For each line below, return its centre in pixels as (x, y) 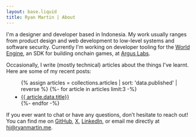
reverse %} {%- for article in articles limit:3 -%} (79, 89)
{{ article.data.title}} (45, 96)
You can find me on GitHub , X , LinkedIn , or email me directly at (83, 121)
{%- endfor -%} (40, 103)
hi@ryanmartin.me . (29, 127)
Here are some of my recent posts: (49, 71)
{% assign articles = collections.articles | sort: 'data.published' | (99, 82)
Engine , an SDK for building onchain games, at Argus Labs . (78, 53)
